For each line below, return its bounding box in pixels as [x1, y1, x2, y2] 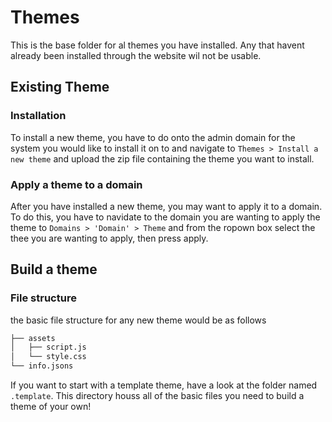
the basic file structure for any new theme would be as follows [10, 314, 267, 326]
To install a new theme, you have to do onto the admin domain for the [10, 131, 296, 143]
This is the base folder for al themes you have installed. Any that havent [10, 39, 305, 51]
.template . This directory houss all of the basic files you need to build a [10, 390, 305, 402]
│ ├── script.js [10, 342, 87, 353]
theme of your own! [10, 401, 92, 413]
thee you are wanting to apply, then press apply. [10, 232, 209, 244]
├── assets [10, 333, 56, 343]
